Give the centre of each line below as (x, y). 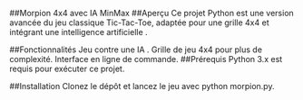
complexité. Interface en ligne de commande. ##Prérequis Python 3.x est (146, 59)
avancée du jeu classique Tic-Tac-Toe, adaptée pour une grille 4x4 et (139, 23)
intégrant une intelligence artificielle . (78, 32)
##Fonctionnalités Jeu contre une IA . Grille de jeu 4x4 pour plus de (136, 50)
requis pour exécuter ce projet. (67, 68)
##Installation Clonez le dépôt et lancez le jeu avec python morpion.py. (142, 86)
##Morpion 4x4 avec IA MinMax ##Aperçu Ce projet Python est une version (152, 13)
